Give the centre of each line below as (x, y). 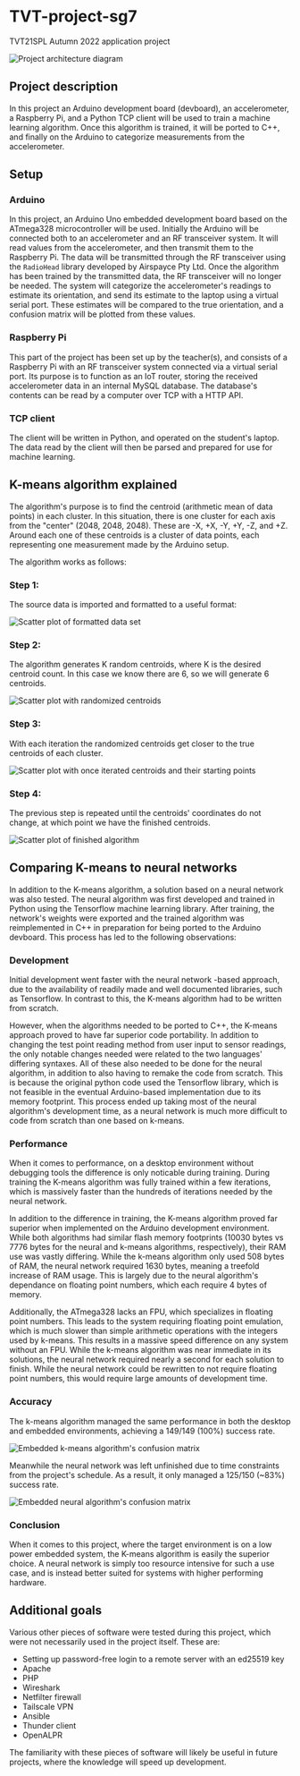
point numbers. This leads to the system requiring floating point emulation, (146, 1321)
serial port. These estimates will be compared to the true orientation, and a (146, 305)
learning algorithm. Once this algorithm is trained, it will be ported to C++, (145, 127)
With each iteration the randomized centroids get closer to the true (132, 744)
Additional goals (56, 1611)
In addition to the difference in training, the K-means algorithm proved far (144, 1219)
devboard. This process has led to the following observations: (123, 937)
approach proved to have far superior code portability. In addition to (134, 1035)
